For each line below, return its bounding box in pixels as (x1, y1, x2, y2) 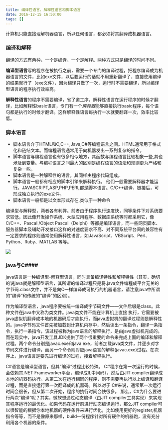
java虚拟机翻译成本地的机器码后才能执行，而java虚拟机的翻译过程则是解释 (5, 316, 158, 322)
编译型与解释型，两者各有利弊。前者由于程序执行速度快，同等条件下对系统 (5, 208, 159, 214)
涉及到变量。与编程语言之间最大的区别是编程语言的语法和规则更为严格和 (12, 160, 162, 166)
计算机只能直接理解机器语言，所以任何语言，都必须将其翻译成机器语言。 (5, 31, 154, 37)
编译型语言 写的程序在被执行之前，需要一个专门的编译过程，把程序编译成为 (5, 67, 159, 73)
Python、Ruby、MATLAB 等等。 (5, 238, 72, 244)
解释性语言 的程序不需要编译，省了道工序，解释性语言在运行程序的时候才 (5, 97, 154, 103)
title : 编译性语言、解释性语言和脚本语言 (5, 7, 81, 12)
